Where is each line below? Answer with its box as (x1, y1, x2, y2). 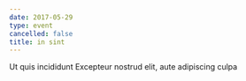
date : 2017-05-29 (9, 12, 73, 22)
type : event (9, 21, 53, 30)
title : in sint (9, 37, 65, 47)
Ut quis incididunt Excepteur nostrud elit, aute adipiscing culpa (9, 62, 238, 72)
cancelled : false (9, 29, 73, 38)
